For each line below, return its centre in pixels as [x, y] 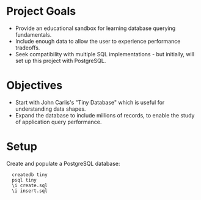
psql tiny [24, 180]
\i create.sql [30, 185]
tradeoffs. [27, 48]
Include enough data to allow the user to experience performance [98, 41]
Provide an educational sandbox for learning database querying [95, 28]
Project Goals [41, 11]
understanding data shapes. [50, 109]
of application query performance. [58, 122]
